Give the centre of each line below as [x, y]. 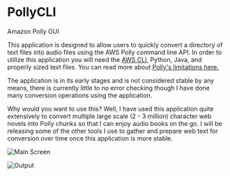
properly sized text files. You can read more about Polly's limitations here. [113, 67]
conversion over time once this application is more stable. [90, 138]
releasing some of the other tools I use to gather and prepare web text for [113, 131]
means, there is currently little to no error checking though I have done [109, 88]
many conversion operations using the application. [80, 95]
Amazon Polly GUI [33, 31]
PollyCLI [32, 12]
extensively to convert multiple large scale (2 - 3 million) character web [109, 116]
